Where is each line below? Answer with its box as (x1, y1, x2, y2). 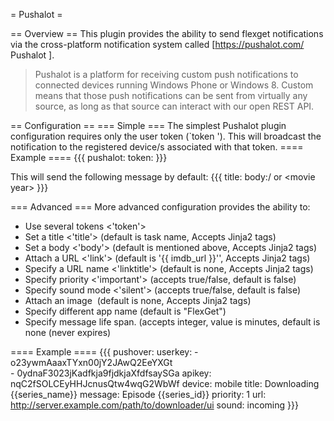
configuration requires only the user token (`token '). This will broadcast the (10, 130, 322, 142)
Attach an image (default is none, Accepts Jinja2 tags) (24, 295, 252, 306)
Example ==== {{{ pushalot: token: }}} (10, 152, 168, 163)
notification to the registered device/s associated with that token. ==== (10, 141, 304, 153)
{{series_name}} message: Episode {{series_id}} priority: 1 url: (10, 389, 267, 400)
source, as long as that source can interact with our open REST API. (34, 100, 315, 112)
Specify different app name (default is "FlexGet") (24, 305, 227, 317)
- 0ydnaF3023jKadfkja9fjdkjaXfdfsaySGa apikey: (10, 367, 212, 379)
